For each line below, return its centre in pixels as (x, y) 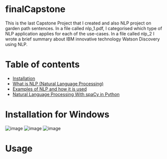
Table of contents (43, 65)
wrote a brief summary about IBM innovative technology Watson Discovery (82, 39)
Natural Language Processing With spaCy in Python (66, 94)
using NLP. (16, 44)
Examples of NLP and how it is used (49, 89)
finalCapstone (35, 9)
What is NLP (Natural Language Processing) (58, 83)
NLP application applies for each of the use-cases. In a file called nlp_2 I (80, 33)
